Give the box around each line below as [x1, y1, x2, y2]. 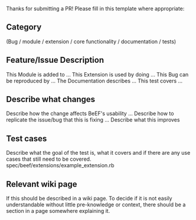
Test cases [6, 133, 47, 144]
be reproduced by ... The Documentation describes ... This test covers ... [6, 77, 183, 84]
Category [6, 22, 42, 32]
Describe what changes [6, 94, 96, 104]
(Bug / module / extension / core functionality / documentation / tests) [6, 38, 177, 45]
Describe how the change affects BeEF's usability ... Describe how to [6, 110, 174, 117]
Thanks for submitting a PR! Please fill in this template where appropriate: [6, 5, 185, 12]
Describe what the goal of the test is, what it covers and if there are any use [6, 149, 191, 157]
